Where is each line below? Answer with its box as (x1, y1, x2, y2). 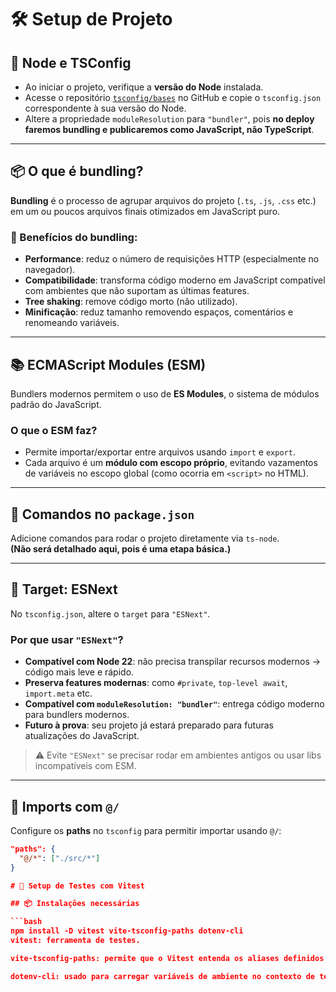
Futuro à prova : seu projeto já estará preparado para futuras (24, 719, 274, 731)
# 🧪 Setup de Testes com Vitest (10, 881, 145, 891)
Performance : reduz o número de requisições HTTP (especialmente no (24, 253, 320, 265)
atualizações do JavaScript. (24, 730, 140, 742)
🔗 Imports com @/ (10, 798, 120, 815)
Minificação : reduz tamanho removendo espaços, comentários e (24, 306, 294, 318)
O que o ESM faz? (10, 423, 98, 437)
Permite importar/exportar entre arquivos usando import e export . (24, 446, 296, 458)
